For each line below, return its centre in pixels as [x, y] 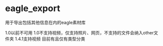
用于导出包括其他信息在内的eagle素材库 [45, 22]
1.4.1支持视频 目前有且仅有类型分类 [50, 39]
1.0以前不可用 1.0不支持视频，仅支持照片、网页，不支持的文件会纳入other [80, 32]
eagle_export [33, 8]
